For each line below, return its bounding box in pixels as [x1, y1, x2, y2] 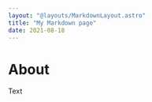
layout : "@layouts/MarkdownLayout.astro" [8, 11, 146, 20]
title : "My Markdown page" [8, 19, 97, 27]
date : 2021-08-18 [8, 26, 65, 34]
